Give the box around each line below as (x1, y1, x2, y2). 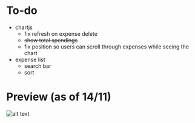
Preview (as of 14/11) (6, 90, 111, 104)
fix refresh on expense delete (24, 30, 98, 37)
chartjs (15, 24, 33, 31)
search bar (24, 62, 51, 70)
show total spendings (24, 36, 78, 44)
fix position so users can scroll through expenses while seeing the (24, 43, 190, 50)
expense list (15, 56, 45, 63)
